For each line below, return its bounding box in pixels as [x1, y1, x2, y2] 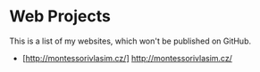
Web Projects [9, 6, 112, 27]
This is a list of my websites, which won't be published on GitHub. [9, 36, 252, 46]
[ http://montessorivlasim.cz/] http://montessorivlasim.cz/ [21, 52, 232, 63]
